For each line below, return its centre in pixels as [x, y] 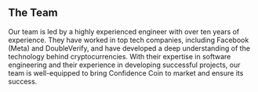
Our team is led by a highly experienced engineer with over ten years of [124, 31]
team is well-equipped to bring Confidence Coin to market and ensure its [126, 73]
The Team [33, 13]
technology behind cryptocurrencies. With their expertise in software [120, 56]
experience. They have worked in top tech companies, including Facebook [129, 40]
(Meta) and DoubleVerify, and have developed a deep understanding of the [129, 48]
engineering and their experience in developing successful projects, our [124, 65]
